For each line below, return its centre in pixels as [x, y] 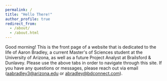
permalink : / [19, 10]
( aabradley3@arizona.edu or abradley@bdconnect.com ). [64, 73]
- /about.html [24, 33]
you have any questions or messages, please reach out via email [72, 68]
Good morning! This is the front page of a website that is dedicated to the [81, 47]
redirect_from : [21, 24]
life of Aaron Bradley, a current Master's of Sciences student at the [74, 52]
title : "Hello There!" [29, 14]
